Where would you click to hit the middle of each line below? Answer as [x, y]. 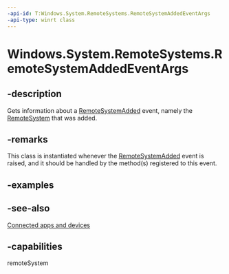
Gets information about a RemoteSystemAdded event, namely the [100, 110]
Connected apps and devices [49, 225]
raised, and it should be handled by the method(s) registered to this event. [112, 163]
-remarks [28, 139]
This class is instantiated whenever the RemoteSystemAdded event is [106, 156]
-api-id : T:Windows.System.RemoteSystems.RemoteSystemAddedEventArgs [109, 13]
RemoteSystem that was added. [52, 118]
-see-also [29, 208]
